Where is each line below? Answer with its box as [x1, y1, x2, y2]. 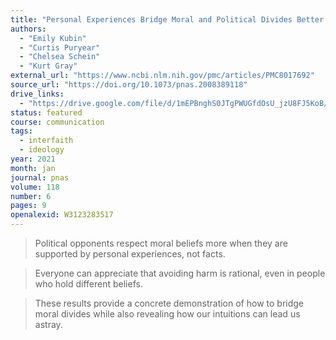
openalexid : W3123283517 [10, 210, 114, 220]
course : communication [10, 117, 105, 127]
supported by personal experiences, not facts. [34, 248, 226, 260]
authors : [10, 24, 47, 34]
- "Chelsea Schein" [19, 52, 101, 62]
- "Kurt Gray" [19, 61, 78, 71]
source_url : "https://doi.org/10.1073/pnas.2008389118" [10, 80, 248, 90]
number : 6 [10, 191, 52, 201]
